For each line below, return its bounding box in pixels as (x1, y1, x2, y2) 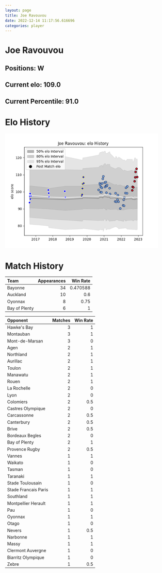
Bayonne (7, 285, 25, 291)
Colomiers (7, 399, 28, 405)
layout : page (5, 8, 32, 13)
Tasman (7, 466, 23, 472)
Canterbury (7, 419, 30, 425)
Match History (5, 260, 64, 271)
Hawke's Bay (7, 324, 33, 330)
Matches (52, 317, 71, 323)
